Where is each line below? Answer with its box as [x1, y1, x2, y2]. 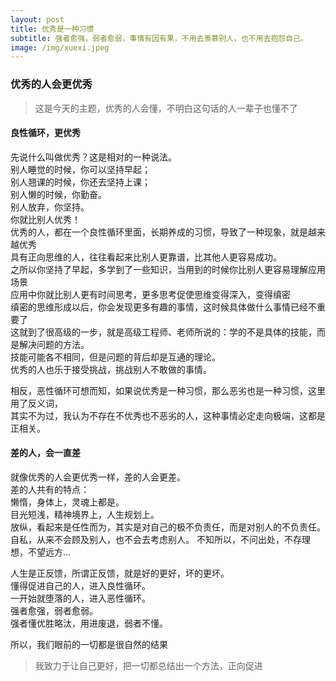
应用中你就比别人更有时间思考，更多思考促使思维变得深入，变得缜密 [10, 288, 291, 300]
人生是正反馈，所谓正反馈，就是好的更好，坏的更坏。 [10, 567, 230, 579]
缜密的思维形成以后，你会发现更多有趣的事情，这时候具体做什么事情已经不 [10, 301, 317, 313]
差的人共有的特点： [10, 483, 90, 495]
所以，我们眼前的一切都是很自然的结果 [10, 638, 168, 650]
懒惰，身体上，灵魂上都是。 [10, 496, 125, 508]
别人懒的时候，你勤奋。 [10, 188, 107, 200]
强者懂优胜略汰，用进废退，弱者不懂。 [10, 617, 168, 629]
